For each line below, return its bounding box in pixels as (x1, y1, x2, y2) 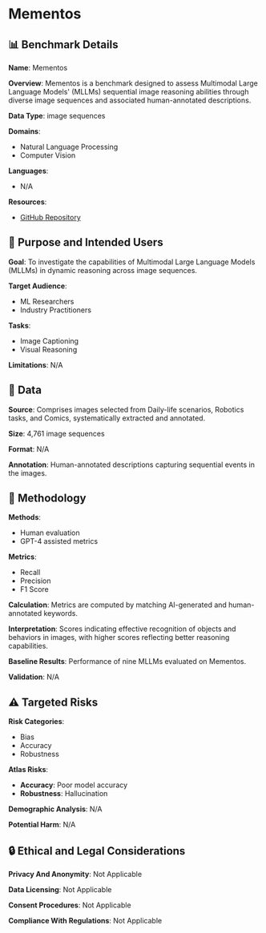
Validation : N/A (8, 672, 60, 682)
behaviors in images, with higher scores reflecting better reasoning (8, 633, 230, 642)
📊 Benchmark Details (8, 38, 119, 51)
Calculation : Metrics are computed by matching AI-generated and (8, 600, 227, 609)
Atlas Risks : (8, 765, 49, 774)
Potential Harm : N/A (8, 820, 76, 830)
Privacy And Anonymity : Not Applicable (8, 870, 143, 879)
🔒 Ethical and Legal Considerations (8, 844, 186, 858)
